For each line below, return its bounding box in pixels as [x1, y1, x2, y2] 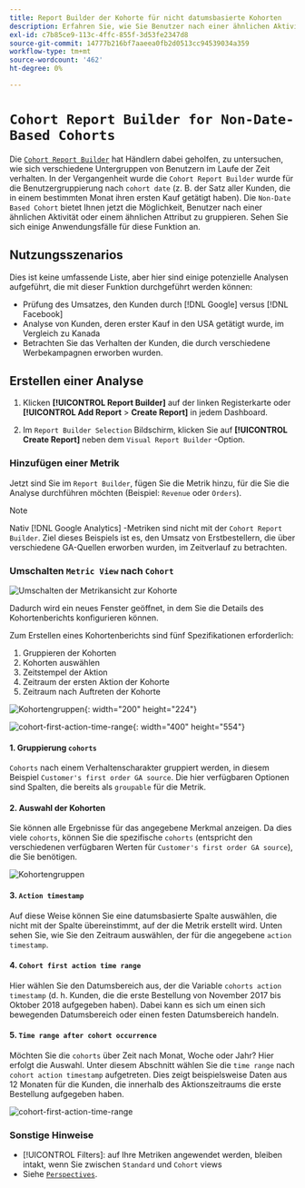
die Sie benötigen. [9, 851, 77, 863]
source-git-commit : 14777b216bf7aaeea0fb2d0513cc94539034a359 [9, 38, 250, 48]
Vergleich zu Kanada [22, 328, 101, 339]
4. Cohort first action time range [9, 960, 142, 971]
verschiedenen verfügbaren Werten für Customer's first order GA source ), [9, 842, 293, 853]
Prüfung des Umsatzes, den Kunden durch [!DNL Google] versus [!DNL [22, 299, 289, 310]
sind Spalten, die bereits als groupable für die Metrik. [9, 782, 207, 793]
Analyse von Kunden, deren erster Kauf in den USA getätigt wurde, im [22, 318, 284, 329]
